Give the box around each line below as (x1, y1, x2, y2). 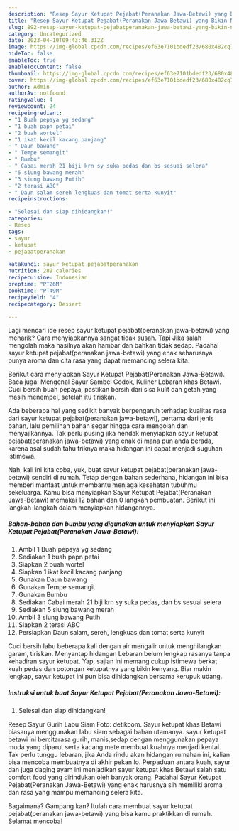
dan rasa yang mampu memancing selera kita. (8, 788, 143, 797)
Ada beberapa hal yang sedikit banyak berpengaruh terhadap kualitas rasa (8, 407, 226, 415)
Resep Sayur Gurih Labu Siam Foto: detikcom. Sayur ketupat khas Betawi (8, 720, 222, 729)
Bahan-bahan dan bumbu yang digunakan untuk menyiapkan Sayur (8, 520, 215, 528)
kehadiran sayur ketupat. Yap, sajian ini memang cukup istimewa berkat (8, 657, 218, 665)
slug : (8, 23, 24, 31)
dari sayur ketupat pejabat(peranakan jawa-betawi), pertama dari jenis (8, 414, 214, 423)
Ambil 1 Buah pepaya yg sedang (18, 545, 112, 554)
